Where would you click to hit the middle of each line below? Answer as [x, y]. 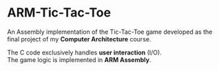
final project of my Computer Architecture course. [79, 39]
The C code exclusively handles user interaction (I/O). [84, 52]
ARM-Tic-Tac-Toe [59, 13]
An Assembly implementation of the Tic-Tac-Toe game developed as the [110, 32]
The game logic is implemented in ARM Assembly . [79, 59]
